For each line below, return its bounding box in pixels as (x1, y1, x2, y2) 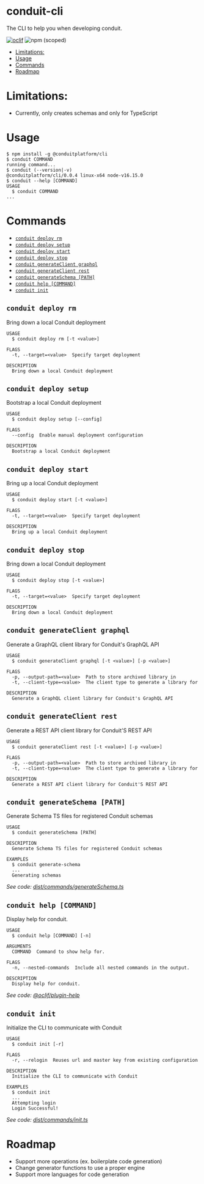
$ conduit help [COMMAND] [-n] (12, 933, 92, 939)
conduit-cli (6, 4, 64, 18)
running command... (6, 161, 56, 167)
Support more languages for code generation (15, 1171, 129, 1178)
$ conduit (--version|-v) (6, 167, 72, 173)
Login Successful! (12, 1105, 59, 1112)
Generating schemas (12, 872, 62, 878)
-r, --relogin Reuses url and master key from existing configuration (12, 1057, 199, 1064)
